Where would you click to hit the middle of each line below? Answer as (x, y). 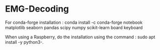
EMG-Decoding (37, 9)
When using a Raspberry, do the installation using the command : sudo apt (80, 37)
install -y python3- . (24, 42)
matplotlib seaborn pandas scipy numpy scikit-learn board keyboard (74, 27)
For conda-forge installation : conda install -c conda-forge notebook (74, 22)
